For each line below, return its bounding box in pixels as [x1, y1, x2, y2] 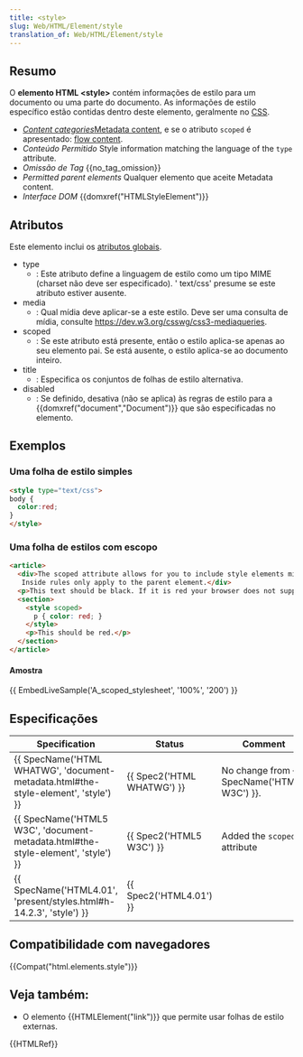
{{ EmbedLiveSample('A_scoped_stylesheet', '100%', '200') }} [9, 685, 239, 696]
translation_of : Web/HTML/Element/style [9, 30, 164, 39]
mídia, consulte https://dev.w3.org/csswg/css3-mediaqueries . [35, 317, 268, 327]
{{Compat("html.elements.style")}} [9, 960, 138, 971]
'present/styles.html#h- [14, 895, 115, 907]
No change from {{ [221, 765, 300, 776]
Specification [36, 737, 96, 750]
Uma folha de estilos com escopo [9, 541, 158, 553]
